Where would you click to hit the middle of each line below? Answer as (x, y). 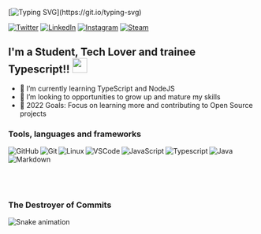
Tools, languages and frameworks (75, 134)
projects (33, 113)
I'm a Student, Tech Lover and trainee (102, 52)
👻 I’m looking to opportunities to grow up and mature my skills (120, 97)
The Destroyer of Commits (60, 205)
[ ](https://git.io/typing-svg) (75, 12)
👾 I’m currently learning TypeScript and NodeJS (97, 88)
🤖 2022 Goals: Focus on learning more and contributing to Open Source (136, 105)
